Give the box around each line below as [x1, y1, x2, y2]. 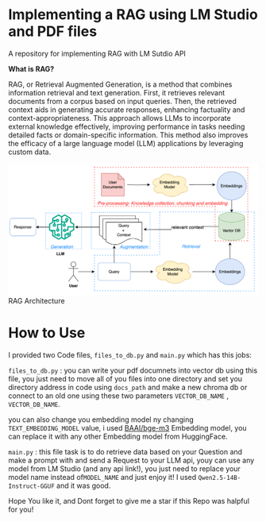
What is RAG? [8, 64, 55, 73]
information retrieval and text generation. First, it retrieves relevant [8, 87, 226, 97]
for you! [8, 505, 34, 514]
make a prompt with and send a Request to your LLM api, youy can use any [8, 455, 255, 466]
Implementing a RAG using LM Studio [8, 6, 258, 24]
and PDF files [8, 22, 98, 41]
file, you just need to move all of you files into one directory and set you [8, 374, 243, 384]
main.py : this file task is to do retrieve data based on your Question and [8, 447, 243, 457]
